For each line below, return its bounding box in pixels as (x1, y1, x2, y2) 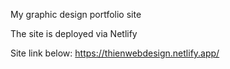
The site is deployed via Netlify (10, 28, 138, 39)
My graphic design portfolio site (10, 9, 142, 20)
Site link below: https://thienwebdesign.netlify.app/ (10, 47, 220, 59)
